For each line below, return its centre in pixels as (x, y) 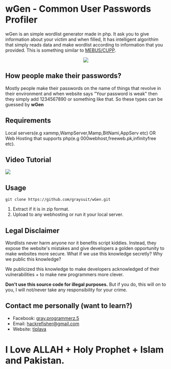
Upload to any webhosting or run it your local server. (68, 215)
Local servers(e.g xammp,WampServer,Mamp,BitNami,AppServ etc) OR (81, 133)
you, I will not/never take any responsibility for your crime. (66, 290)
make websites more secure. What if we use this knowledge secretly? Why (84, 254)
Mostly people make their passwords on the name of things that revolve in (83, 88)
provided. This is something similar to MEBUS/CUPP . (61, 50)
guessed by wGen (25, 104)
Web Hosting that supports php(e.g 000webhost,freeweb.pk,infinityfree (81, 138)
